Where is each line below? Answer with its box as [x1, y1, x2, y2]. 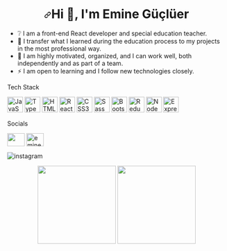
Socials [7, 119, 28, 128]
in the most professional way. [17, 44, 102, 53]
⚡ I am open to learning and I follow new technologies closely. [17, 67, 194, 75]
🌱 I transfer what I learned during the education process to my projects [17, 37, 220, 45]
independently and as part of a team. [17, 59, 124, 67]
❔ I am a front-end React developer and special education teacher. [17, 29, 208, 37]
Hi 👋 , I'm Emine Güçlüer [51, 6, 190, 22]
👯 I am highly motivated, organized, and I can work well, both [17, 51, 192, 60]
